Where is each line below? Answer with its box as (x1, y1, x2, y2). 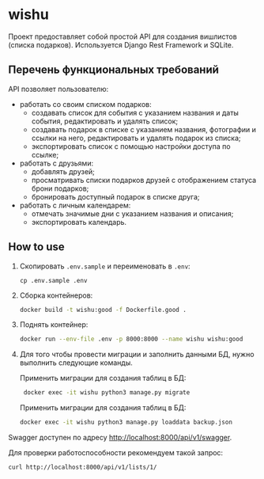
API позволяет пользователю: (8, 84, 109, 93)
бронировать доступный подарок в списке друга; (31, 192, 200, 201)
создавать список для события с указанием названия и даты (31, 108, 239, 117)
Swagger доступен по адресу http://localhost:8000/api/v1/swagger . (8, 433, 232, 443)
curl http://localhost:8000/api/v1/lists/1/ (8, 463, 157, 472)
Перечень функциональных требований (8, 63, 220, 77)
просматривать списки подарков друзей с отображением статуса (31, 175, 257, 184)
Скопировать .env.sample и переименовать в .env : (19, 261, 191, 271)
